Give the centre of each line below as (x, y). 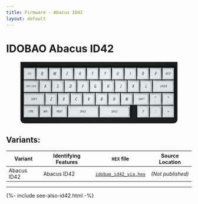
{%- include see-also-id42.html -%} (50, 195)
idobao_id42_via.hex (121, 174)
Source (170, 156)
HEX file (121, 159)
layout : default (26, 19)
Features (67, 162)
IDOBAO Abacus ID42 (60, 49)
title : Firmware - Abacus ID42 (44, 12)
